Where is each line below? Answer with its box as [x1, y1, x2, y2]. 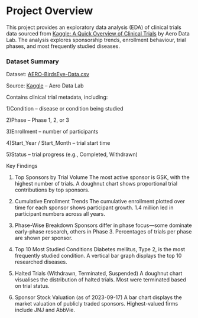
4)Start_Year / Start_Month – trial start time [6, 139, 111, 147]
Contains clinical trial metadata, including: [6, 93, 108, 101]
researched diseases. [14, 258, 68, 265]
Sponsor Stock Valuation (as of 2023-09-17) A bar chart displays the [14, 294, 182, 301]
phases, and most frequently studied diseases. [6, 43, 120, 50]
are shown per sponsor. [14, 235, 73, 242]
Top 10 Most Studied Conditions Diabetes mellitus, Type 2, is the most [14, 246, 185, 253]
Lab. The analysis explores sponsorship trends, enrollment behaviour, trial [6, 36, 186, 43]
